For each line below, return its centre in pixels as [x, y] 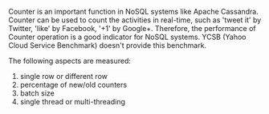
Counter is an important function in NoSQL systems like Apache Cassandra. [134, 12]
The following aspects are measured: [69, 61]
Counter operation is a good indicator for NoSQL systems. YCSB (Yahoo [127, 37]
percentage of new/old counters [73, 85]
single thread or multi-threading [73, 102]
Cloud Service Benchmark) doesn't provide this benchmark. [108, 45]
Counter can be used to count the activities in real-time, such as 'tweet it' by [135, 20]
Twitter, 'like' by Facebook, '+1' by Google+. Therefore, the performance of [132, 28]
